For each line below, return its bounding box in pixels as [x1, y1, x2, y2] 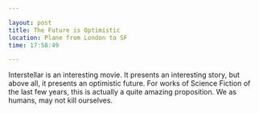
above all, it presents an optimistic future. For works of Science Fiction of [8, 79, 251, 88]
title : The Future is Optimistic [8, 26, 121, 34]
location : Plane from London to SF [8, 34, 128, 42]
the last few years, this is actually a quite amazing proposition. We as [8, 87, 237, 97]
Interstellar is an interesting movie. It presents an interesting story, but [8, 70, 240, 80]
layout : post [8, 18, 52, 26]
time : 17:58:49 [8, 41, 60, 49]
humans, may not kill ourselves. [8, 95, 113, 105]
